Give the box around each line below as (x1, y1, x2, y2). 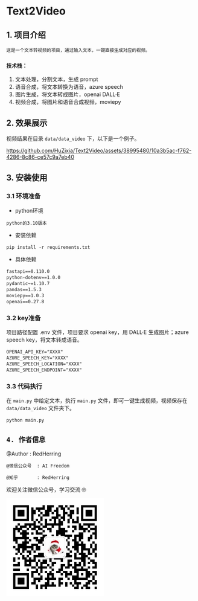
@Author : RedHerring (6, 450, 62, 457)
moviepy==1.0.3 (6, 292, 45, 298)
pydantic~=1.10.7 (6, 280, 50, 286)
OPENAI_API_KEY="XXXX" (6, 349, 63, 355)
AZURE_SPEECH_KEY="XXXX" (6, 355, 69, 361)
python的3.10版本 (6, 220, 47, 226)
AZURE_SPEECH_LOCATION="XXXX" (6, 361, 83, 367)
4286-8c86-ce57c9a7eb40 (6, 153, 74, 161)
